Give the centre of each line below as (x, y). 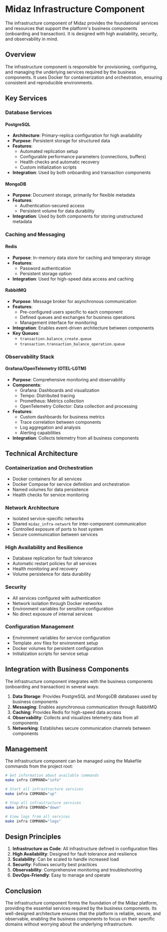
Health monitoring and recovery (45, 569)
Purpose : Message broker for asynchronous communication (75, 301)
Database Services (29, 112)
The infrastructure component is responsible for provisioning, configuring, (81, 66)
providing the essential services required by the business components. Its (81, 908)
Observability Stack (30, 356)
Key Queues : (26, 333)
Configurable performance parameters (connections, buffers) (83, 157)
